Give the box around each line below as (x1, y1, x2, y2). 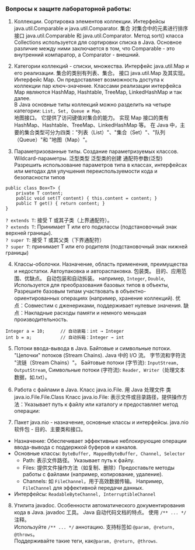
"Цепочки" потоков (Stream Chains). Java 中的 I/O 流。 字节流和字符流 (13, 352, 186, 359)
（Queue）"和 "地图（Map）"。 (13, 136, 90, 144)
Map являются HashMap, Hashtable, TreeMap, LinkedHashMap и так (13, 88, 182, 95)
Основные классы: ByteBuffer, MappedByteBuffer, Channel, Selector (13, 450, 185, 457)
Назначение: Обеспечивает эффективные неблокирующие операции (13, 438, 187, 445)
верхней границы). (5, 230, 53, 237)
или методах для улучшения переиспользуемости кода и (13, 168, 158, 175)
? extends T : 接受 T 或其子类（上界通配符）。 (5, 217, 113, 224)
